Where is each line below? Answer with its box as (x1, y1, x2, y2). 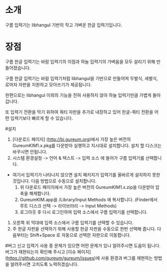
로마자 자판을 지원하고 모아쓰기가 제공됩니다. (5, 82, 92, 88)
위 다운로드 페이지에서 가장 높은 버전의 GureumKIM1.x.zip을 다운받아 (19, 184, 155, 190)
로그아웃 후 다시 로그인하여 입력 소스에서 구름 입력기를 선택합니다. (19, 209, 148, 215)
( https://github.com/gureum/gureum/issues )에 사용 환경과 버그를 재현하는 (5, 255, 153, 261)
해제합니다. (29, 190, 51, 196)
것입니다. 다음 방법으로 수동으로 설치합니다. (12, 178, 97, 184)
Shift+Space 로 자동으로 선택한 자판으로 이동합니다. (29, 232, 131, 238)
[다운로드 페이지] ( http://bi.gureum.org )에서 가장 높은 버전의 (12, 136, 131, 142)
